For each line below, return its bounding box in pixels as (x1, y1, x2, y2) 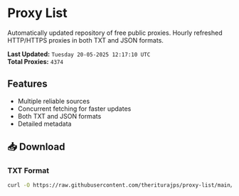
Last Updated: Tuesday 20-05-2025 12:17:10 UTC (7, 50, 151, 58)
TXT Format (7, 165, 50, 175)
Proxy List (7, 5, 68, 21)
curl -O (7, 182, 31, 189)
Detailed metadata (17, 119, 72, 128)
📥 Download (7, 141, 65, 153)
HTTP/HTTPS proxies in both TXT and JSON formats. (7, 36, 164, 44)
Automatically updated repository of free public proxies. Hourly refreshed (7, 28, 223, 37)
